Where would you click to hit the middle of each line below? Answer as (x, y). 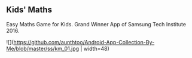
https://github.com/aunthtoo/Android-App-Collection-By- (84, 42)
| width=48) (95, 48)
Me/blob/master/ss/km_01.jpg (43, 48)
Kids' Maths (29, 10)
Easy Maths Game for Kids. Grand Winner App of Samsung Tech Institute (96, 24)
